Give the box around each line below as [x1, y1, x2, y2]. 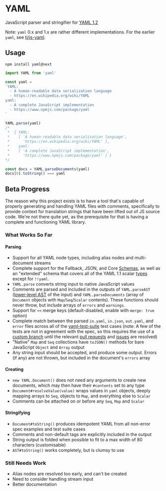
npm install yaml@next [5, 61, 52, 67]
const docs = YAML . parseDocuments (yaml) [5, 167, 90, 172]
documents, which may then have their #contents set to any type [12, 382, 145, 388]
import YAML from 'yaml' [5, 70, 56, 75]
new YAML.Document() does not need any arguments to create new [12, 377, 146, 383]
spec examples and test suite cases [12, 426, 86, 432]
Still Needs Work [5, 459, 46, 466]
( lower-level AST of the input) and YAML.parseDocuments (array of [12, 292, 144, 298]
